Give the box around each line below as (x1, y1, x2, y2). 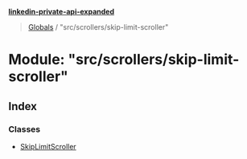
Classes (8, 124, 41, 135)
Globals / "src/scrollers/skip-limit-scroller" (27, 22, 169, 31)
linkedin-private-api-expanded (8, 7, 115, 16)
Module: (8, 51, 65, 69)
